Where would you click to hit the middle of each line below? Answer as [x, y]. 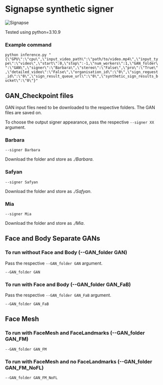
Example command [28, 45]
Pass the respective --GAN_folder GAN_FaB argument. [58, 295]
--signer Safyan [21, 182]
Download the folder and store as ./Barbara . [50, 159]
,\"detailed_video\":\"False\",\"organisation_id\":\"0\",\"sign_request [82, 72]
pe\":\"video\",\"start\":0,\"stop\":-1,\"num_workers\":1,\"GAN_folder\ [82, 64]
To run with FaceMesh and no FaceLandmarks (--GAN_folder [79, 361]
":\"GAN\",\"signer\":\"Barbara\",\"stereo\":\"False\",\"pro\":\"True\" [82, 68]
